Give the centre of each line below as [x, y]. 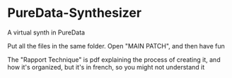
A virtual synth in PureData [46, 32]
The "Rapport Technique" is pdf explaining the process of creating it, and [114, 59]
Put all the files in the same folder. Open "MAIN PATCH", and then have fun [116, 46]
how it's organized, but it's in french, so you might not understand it [106, 67]
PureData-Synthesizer [75, 13]
